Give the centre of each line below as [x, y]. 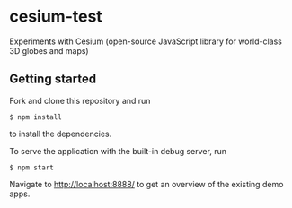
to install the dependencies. [61, 134]
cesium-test [56, 17]
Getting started [53, 79]
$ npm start [31, 168]
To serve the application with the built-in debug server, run [118, 151]
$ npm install [36, 117]
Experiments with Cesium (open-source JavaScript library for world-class [146, 41]
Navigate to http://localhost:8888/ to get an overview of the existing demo [146, 184]
